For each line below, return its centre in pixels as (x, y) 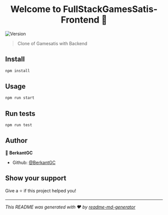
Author (16, 141)
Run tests (20, 114)
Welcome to (36, 9)
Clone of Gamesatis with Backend (52, 43)
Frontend (80, 20)
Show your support (36, 178)
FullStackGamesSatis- (110, 9)
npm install (17, 71)
